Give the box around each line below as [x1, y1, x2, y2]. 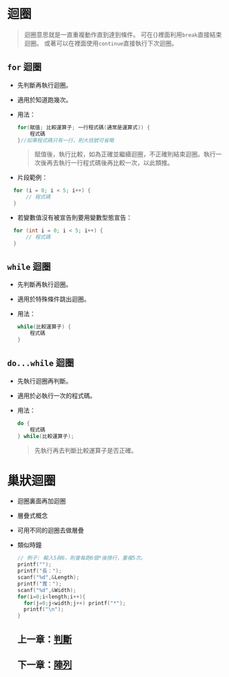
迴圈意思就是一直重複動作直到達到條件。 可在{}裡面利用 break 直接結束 [23, 30, 222, 39]
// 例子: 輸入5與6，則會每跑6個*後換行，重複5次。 [17, 555, 146, 562]
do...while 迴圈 [7, 357, 74, 369]
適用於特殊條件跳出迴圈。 [17, 295, 90, 304]
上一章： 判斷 [17, 633, 72, 645]
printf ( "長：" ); [17, 567, 62, 575]
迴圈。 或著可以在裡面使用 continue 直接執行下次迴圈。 [23, 39, 178, 47]
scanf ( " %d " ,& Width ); [17, 587, 77, 593]
